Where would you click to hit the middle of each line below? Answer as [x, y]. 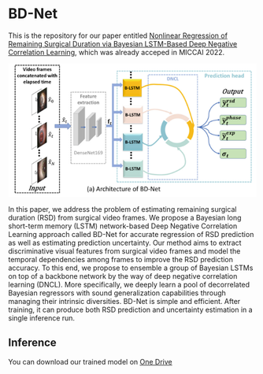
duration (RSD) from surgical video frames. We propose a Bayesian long [125, 218]
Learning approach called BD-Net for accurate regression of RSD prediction [131, 235]
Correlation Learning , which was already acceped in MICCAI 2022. [117, 52]
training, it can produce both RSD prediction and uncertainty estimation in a [131, 310]
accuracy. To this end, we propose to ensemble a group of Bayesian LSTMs [131, 268]
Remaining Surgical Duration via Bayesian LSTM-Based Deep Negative [123, 43]
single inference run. [42, 318]
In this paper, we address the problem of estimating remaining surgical [122, 209]
